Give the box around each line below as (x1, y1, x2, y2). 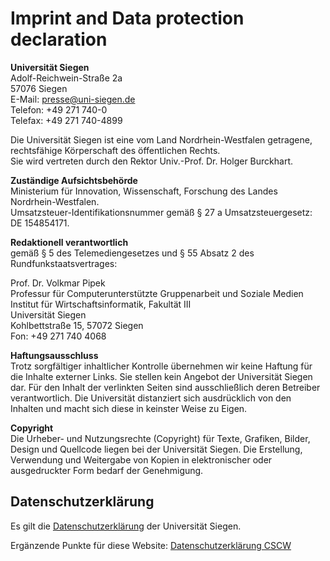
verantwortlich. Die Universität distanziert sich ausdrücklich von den (10, 392, 292, 404)
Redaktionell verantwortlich (10, 236, 129, 248)
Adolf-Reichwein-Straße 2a (10, 72, 123, 84)
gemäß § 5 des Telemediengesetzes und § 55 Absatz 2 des (10, 247, 255, 259)
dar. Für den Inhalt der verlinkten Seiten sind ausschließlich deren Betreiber (10, 381, 321, 393)
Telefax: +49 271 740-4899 (10, 114, 123, 126)
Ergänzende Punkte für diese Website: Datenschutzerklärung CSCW (10, 539, 292, 551)
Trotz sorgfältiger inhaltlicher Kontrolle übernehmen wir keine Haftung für (10, 360, 313, 372)
